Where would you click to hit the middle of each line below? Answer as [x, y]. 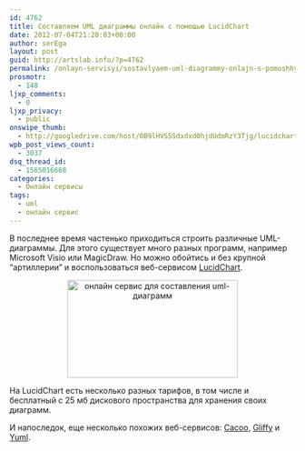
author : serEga [38, 43]
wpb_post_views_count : [52, 145]
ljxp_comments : [38, 94]
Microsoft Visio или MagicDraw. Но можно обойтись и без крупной [138, 257]
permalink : [30, 69]
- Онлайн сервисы [50, 187]
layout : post [34, 52]
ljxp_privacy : [36, 111]
